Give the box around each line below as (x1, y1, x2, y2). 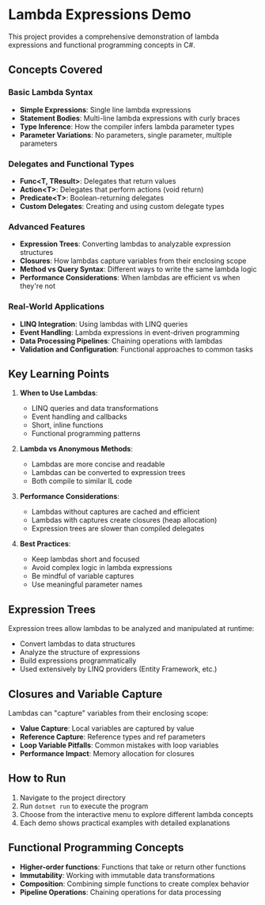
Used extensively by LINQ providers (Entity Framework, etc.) (19, 664, 218, 674)
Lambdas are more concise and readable (31, 459, 165, 469)
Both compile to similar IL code (31, 477, 133, 486)
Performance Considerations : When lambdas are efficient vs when (19, 273, 240, 283)
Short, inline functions (31, 420, 104, 430)
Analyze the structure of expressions (19, 648, 141, 657)
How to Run (8, 772, 66, 785)
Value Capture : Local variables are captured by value (19, 723, 195, 733)
